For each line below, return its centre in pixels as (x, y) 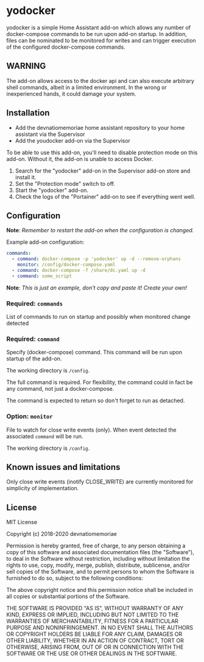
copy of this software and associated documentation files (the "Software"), (100, 552)
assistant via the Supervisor (50, 134)
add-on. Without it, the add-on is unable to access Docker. (80, 158)
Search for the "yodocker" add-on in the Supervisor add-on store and (103, 171)
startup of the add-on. (34, 359)
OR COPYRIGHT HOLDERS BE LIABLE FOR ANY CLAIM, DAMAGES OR (94, 634)
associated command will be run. (45, 436)
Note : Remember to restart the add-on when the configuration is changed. (100, 230)
